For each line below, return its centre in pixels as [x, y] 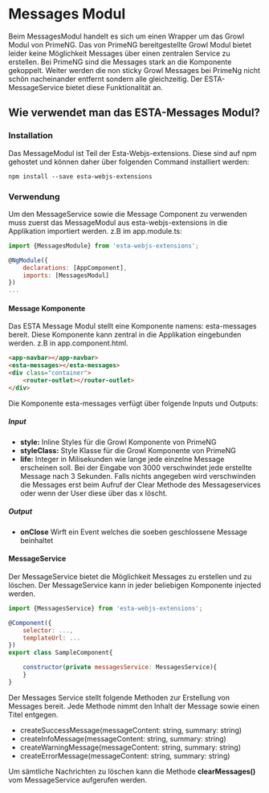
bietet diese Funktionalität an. [114, 87]
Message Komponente [47, 308]
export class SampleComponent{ [61, 653]
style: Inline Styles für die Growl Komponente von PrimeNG [118, 442]
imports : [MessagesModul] [66, 275]
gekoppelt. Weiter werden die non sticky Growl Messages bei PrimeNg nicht [134, 70]
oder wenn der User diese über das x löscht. [94, 493]
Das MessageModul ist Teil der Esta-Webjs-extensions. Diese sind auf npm [132, 153]
